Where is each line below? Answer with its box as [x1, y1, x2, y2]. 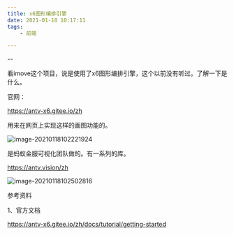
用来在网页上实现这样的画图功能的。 [7, 121, 112, 130]
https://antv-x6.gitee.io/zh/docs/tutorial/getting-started [7, 220, 166, 229]
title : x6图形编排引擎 [7, 10, 67, 17]
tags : [7, 23, 23, 30]
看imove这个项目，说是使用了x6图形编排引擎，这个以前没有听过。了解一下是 [7, 69, 228, 77]
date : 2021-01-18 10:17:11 [7, 17, 86, 24]
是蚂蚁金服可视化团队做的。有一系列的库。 [7, 149, 130, 158]
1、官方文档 [7, 206, 41, 215]
